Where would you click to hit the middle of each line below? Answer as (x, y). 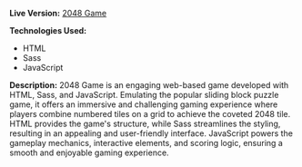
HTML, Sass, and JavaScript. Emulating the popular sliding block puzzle (144, 95)
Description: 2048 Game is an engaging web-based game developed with (149, 85)
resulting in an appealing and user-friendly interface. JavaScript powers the (151, 133)
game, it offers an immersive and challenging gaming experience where (144, 104)
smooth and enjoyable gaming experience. (90, 152)
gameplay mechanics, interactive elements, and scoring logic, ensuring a (146, 143)
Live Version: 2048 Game (58, 13)
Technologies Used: (48, 30)
